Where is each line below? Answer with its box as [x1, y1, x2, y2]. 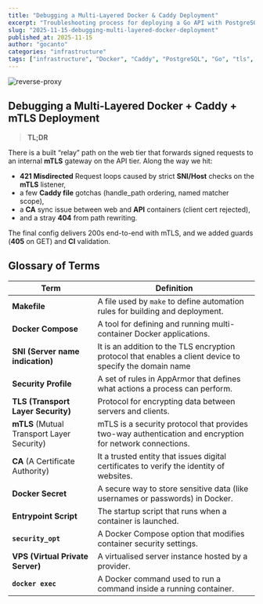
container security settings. [97, 538, 198, 549]
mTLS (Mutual [12, 418, 64, 429]
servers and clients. [97, 406, 170, 417]
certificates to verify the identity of [97, 460, 225, 471]
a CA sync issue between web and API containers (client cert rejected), [19, 205, 250, 214]
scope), [19, 196, 45, 206]
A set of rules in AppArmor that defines [97, 373, 241, 384]
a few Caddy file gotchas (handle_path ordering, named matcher [19, 187, 229, 197]
